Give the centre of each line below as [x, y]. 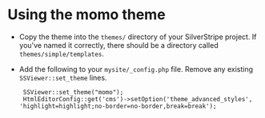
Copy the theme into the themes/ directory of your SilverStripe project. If [138, 37]
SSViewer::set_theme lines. [63, 77]
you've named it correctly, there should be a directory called [118, 45]
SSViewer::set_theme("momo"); [73, 92]
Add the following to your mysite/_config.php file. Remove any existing [136, 69]
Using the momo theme [86, 15]
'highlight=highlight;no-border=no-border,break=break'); [118, 106]
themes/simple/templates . [62, 53]
